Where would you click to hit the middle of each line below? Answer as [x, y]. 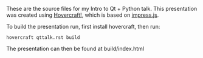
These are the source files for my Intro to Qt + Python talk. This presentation [102, 9]
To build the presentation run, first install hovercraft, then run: [83, 27]
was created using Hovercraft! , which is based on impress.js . [83, 15]
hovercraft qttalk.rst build [43, 38]
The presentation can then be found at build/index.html [75, 48]
